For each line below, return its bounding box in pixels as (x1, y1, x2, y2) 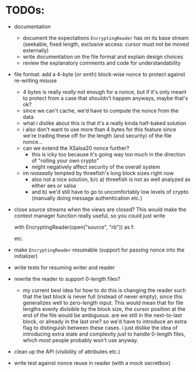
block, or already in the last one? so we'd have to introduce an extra (22, 318, 187, 325)
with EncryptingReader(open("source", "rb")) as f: (13, 223, 135, 230)
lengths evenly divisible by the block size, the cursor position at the (22, 305, 186, 312)
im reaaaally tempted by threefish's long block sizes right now (22, 169, 174, 176)
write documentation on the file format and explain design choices (22, 53, 183, 60)
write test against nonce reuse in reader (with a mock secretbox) (13, 359, 171, 366)
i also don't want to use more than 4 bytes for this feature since (22, 126, 177, 133)
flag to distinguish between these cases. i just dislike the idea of (22, 324, 178, 331)
